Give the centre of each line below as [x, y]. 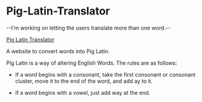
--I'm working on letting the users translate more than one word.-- [88, 28]
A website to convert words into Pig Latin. [58, 51]
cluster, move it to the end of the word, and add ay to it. [84, 81]
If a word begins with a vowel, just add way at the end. [83, 92]
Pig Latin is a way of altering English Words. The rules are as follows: [92, 63]
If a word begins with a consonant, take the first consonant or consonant [105, 74]
